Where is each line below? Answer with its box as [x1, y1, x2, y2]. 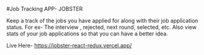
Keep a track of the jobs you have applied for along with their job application [6, 17, 199, 24]
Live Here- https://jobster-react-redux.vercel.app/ [6, 42, 133, 49]
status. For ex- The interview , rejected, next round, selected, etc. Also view [6, 24, 197, 31]
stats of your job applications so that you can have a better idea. [6, 30, 168, 37]
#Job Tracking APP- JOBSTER [6, 5, 83, 12]
